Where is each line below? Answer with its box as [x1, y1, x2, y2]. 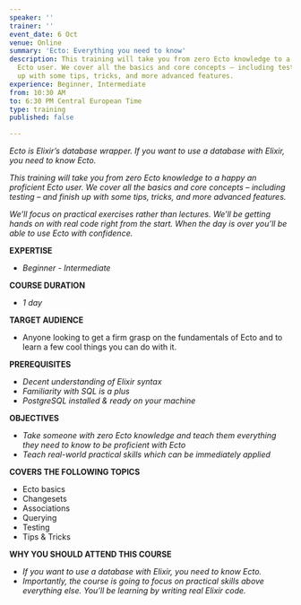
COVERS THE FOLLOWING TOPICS [9, 467, 141, 478]
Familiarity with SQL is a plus [21, 386, 130, 397]
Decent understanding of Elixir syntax [21, 376, 163, 387]
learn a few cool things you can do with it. [21, 341, 177, 352]
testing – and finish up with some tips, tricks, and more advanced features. [9, 192, 287, 203]
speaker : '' [9, 13, 54, 22]
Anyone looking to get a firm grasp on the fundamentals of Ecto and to [21, 333, 283, 343]
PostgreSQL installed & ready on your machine [21, 395, 196, 406]
